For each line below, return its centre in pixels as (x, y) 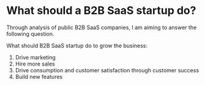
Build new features (39, 76)
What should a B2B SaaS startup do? (101, 11)
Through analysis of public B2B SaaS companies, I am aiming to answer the (102, 27)
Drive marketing (35, 57)
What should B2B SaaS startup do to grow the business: (77, 46)
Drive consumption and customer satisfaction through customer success (107, 70)
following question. (30, 33)
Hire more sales (35, 64)
